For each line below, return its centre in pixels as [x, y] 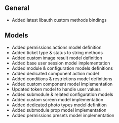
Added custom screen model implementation [58, 99]
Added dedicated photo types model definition [59, 105]
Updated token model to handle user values [56, 89]
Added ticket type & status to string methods [57, 52]
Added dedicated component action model [55, 73]
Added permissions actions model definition [57, 47]
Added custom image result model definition [57, 58]
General [17, 8]
